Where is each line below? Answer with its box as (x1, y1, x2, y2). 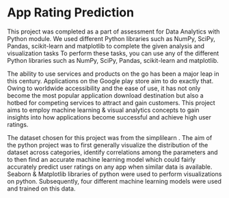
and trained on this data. (7, 184, 76, 193)
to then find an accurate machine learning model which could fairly (7, 155, 196, 163)
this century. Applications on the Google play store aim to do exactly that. (7, 76, 214, 85)
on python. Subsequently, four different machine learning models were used (7, 177, 222, 185)
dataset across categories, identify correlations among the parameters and (7, 148, 218, 156)
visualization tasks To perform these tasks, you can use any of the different (7, 49, 219, 57)
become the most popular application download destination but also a (7, 91, 204, 100)
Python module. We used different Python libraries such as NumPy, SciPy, (7, 34, 215, 42)
